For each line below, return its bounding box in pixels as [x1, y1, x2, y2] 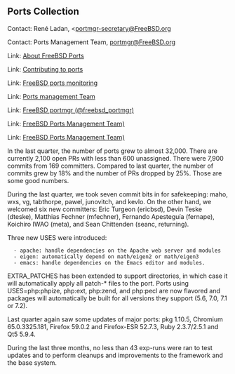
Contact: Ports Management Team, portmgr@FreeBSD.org [7, 38, 175, 46]
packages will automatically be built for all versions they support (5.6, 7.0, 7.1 [7, 294, 227, 302]
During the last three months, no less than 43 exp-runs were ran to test [7, 343, 213, 352]
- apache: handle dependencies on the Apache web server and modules [13, 247, 221, 254]
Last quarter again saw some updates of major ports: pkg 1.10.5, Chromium [7, 315, 223, 323]
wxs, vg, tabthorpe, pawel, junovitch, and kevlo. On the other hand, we [7, 197, 212, 206]
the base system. [7, 358, 58, 367]
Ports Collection [7, 6, 79, 18]
